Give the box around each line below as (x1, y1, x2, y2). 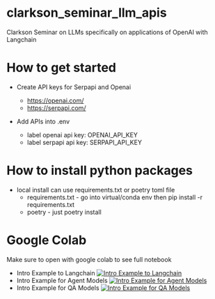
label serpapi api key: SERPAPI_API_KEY (26, 138, 142, 146)
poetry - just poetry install (26, 208, 102, 216)
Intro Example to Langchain (16, 268, 95, 277)
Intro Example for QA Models (16, 284, 99, 292)
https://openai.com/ (26, 96, 84, 105)
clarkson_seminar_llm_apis (6, 5, 168, 21)
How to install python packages (6, 162, 193, 178)
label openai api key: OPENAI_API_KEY (26, 130, 138, 139)
